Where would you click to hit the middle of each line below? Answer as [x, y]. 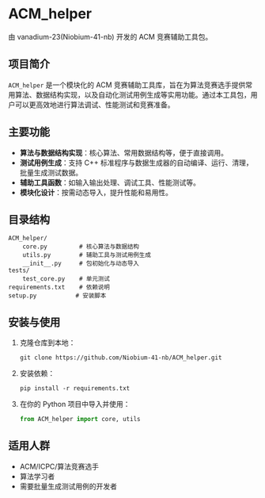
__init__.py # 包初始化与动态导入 [81, 264]
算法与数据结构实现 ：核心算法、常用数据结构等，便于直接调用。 [123, 152]
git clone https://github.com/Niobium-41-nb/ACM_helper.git [121, 358]
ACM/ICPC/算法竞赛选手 [59, 466]
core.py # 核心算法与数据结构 [81, 247]
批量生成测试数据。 [51, 172]
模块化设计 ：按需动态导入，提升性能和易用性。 [96, 192]
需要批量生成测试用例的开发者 [68, 486]
